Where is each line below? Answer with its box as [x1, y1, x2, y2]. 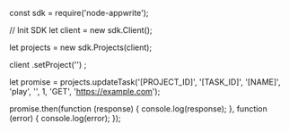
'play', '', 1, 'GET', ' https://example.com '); [9, 87, 161, 96]
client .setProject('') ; [9, 60, 87, 70]
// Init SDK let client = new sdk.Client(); [9, 25, 153, 35]
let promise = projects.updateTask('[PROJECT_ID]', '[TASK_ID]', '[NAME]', [9, 77, 281, 87]
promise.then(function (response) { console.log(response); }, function [9, 103, 267, 114]
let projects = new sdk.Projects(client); [9, 42, 153, 53]
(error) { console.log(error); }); [9, 113, 121, 123]
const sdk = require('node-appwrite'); [9, 8, 150, 18]
